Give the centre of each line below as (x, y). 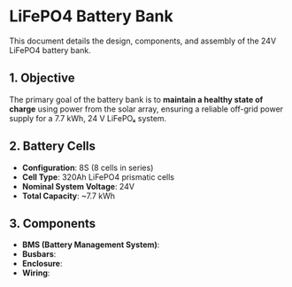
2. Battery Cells (52, 147)
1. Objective (42, 78)
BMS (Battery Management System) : (91, 244)
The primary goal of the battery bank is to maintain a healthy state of (136, 99)
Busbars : (39, 254)
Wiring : (36, 273)
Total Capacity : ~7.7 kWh (69, 196)
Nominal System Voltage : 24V (78, 186)
